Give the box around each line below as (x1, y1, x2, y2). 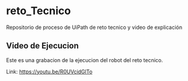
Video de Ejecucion (6, 41, 79, 51)
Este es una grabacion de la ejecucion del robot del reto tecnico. (6, 56, 164, 63)
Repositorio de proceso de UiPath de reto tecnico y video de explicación (6, 24, 183, 31)
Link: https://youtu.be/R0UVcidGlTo (6, 68, 93, 75)
